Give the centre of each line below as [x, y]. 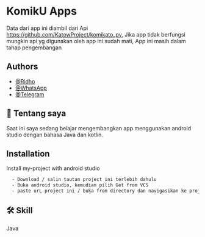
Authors [22, 67]
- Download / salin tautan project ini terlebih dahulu [84, 180]
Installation [28, 154]
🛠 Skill [20, 210]
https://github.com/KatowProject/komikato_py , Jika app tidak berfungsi [96, 34]
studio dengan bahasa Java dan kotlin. [55, 135]
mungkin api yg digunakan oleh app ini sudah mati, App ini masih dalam [96, 41]
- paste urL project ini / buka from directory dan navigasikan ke [99, 191]
